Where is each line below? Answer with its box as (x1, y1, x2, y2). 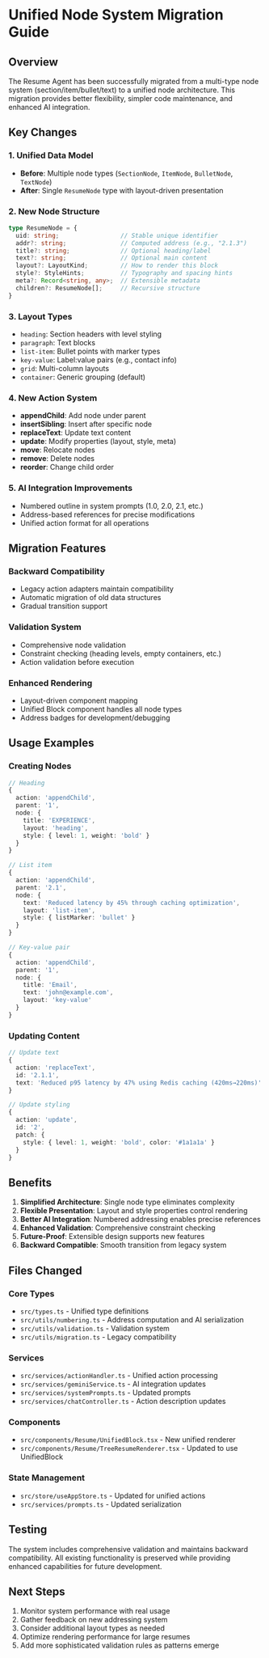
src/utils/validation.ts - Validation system (19, 1323, 170, 1333)
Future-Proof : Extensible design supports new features (19, 1232, 205, 1241)
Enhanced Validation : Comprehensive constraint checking (19, 1223, 216, 1233)
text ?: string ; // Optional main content (15, 254, 208, 262)
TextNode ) (19, 176, 53, 187)
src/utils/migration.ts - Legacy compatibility (19, 1332, 177, 1342)
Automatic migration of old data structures (19, 593, 162, 603)
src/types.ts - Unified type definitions (19, 1306, 149, 1316)
